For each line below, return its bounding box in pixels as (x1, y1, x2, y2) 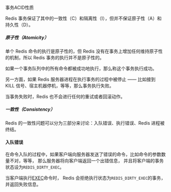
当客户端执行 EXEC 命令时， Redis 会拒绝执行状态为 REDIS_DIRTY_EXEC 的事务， (5, 175, 166, 181)
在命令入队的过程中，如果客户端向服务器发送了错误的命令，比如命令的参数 (5, 151, 161, 157)
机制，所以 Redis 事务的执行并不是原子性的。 (9, 54, 104, 60)
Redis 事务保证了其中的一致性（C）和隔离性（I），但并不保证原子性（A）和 (5, 15, 162, 21)
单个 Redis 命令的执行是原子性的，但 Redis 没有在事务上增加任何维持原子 (5, 48, 159, 54)
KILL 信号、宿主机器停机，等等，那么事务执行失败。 (5, 82, 114, 88)
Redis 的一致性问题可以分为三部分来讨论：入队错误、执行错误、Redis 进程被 (5, 119, 165, 126)
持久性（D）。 (5, 22, 34, 28)
